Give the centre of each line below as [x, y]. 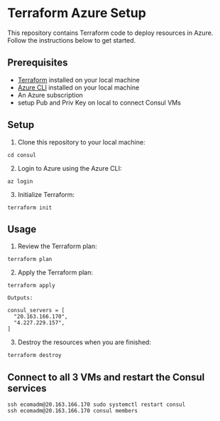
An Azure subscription [50, 95]
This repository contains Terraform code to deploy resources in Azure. [110, 33]
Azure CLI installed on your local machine [78, 87]
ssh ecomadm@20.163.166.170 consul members [73, 411]
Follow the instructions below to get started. [72, 40]
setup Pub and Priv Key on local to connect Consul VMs [99, 102]
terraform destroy [34, 356]
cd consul [22, 155]
